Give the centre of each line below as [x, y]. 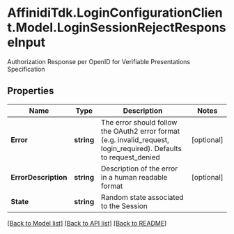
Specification [26, 69]
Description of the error [139, 169]
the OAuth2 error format [140, 131]
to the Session [124, 205]
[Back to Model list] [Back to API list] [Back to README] [87, 223]
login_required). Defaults [141, 148]
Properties [31, 91]
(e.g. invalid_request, [135, 139]
